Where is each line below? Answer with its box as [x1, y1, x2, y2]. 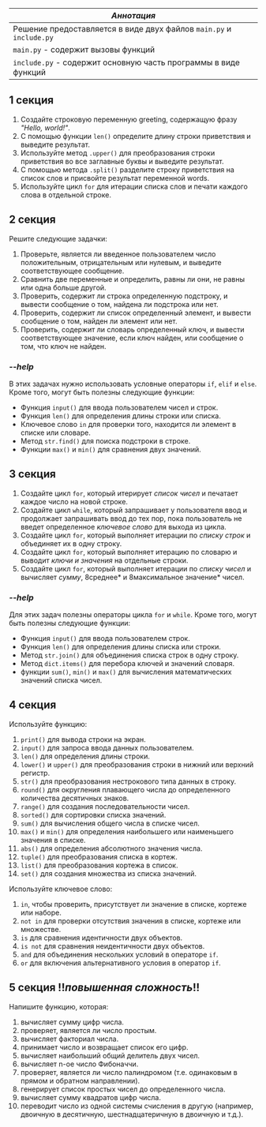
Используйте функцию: [9, 719, 88, 728]
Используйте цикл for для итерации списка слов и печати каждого [20, 182, 248, 191]
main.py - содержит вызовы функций [13, 44, 155, 54]
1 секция [9, 94, 54, 107]
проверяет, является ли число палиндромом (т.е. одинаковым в [20, 1067, 238, 1076]
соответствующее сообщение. [20, 266, 125, 275]
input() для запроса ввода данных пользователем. [20, 743, 194, 752]
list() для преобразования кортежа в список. [20, 860, 178, 870]
